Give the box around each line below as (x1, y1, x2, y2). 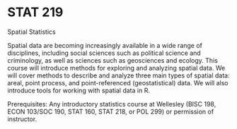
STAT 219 (7, 4, 64, 20)
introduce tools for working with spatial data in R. (7, 86, 151, 94)
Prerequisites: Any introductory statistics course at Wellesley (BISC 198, (7, 99, 216, 108)
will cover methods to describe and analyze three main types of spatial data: (7, 71, 230, 80)
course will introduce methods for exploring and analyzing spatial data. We (7, 63, 226, 72)
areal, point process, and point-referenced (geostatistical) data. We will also (7, 78, 229, 87)
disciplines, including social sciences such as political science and (7, 49, 202, 57)
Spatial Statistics (7, 27, 56, 36)
